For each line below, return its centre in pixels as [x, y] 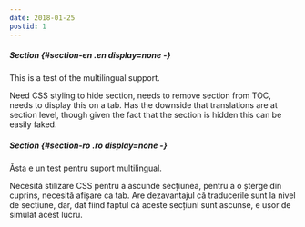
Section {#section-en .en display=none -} [90, 55]
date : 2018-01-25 [42, 18]
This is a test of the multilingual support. [85, 78]
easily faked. [33, 124]
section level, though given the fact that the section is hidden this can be [146, 115]
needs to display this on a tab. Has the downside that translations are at [143, 105]
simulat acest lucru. [46, 215]
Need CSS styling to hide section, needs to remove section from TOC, [140, 95]
